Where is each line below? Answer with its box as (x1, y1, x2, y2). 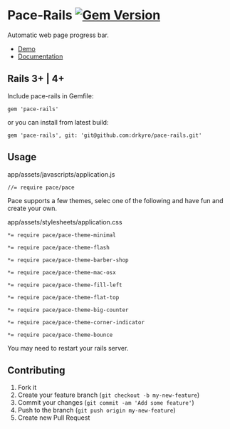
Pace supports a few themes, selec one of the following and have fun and (7, 196, 224, 205)
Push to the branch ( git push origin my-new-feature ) (17, 406, 176, 415)
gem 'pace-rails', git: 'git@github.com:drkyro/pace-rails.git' (7, 132, 202, 139)
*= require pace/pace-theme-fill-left (7, 281, 122, 289)
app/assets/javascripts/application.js (7, 170, 115, 178)
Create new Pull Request (17, 413, 90, 422)
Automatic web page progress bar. (7, 31, 109, 39)
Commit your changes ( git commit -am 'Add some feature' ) (17, 398, 194, 407)
